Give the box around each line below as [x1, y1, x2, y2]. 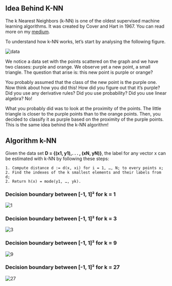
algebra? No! [5, 95, 32, 101]
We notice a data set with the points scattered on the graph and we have [5, 58, 159, 64]
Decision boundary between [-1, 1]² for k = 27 [5, 263, 120, 271]
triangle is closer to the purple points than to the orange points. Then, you [5, 111, 161, 117]
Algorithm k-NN [5, 137, 57, 145]
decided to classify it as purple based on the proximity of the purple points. [5, 116, 164, 122]
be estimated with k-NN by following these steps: [5, 156, 109, 162]
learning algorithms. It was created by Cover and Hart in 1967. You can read [5, 23, 165, 29]
